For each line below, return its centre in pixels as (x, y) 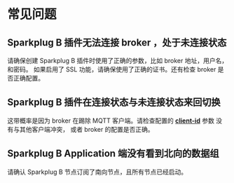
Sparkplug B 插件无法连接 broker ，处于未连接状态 (117, 42)
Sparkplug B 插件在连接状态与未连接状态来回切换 (114, 102)
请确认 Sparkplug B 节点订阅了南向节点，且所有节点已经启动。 (97, 172)
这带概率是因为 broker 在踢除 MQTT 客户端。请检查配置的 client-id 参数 (111, 121)
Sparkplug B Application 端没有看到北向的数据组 (113, 154)
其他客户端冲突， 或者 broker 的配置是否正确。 (87, 129)
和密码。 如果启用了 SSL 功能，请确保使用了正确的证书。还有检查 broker (112, 69)
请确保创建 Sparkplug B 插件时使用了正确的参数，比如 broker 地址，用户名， (118, 61)
